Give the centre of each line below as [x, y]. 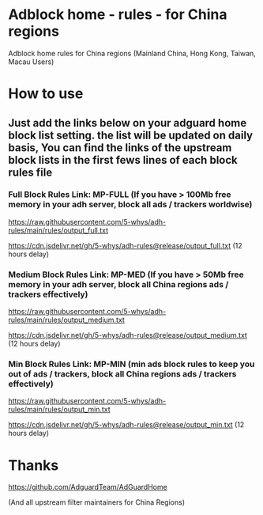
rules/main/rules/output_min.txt [59, 410]
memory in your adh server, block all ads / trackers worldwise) [130, 205]
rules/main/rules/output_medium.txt [66, 320]
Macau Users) [31, 62]
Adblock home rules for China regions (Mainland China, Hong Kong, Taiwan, [132, 53]
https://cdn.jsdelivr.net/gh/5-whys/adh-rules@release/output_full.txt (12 [125, 245]
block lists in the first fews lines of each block [123, 160]
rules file [30, 172]
